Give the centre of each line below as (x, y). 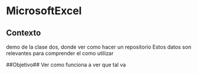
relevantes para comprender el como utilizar (60, 53)
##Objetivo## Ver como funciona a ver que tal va (66, 65)
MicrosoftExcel (44, 11)
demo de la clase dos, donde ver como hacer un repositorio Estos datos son (99, 47)
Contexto (24, 33)
